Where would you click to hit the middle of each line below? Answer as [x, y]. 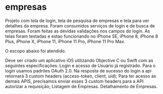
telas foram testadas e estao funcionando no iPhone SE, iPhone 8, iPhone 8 [82, 36]
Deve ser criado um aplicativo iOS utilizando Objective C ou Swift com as [79, 60]
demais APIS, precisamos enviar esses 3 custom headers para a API [74, 81]
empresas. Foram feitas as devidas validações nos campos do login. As [78, 31]
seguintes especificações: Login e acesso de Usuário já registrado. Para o [81, 66]
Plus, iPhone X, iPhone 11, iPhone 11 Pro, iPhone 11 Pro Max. [65, 41]
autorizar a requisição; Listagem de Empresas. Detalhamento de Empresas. [81, 86]
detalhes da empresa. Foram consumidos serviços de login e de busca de [80, 25]
